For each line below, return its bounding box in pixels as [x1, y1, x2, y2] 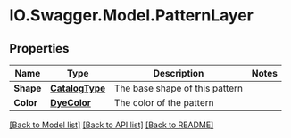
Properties [9, 41, 70, 56]
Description [153, 68, 204, 79]
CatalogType [50, 82, 106, 94]
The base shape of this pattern [114, 82, 244, 94]
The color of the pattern [114, 97, 214, 109]
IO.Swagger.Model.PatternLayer [9, 5, 254, 26]
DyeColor [50, 97, 92, 109]
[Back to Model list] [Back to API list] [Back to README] [9, 119, 214, 130]
